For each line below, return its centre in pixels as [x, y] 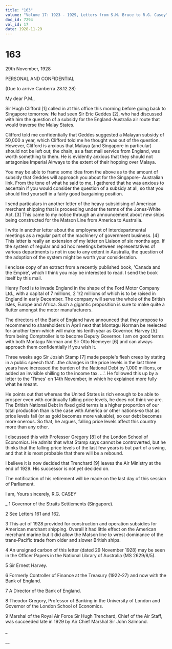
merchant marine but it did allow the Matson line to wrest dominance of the [84, 535]
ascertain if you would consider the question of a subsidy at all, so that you [84, 188]
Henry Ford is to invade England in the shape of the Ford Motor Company [82, 288]
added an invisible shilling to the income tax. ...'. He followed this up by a [82, 373]
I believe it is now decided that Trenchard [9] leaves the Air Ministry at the [83, 463]
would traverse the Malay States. [40, 125]
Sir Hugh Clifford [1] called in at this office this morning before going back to [86, 109]
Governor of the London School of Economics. [54, 606]
